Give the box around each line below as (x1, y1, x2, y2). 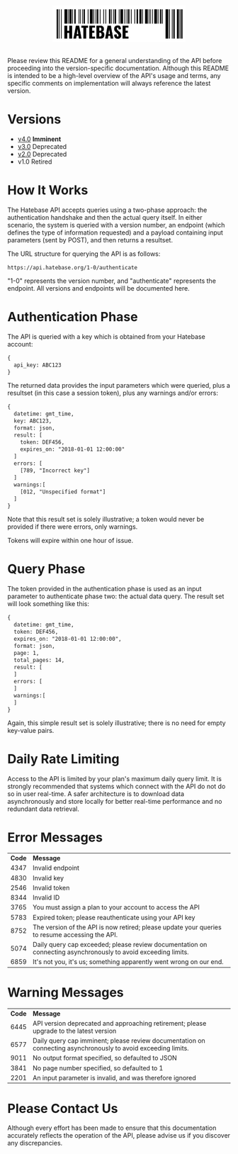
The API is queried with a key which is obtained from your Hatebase (7, 332, 205, 341)
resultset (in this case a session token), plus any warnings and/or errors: (7, 388, 218, 397)
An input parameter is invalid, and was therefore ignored (33, 1073, 196, 1082)
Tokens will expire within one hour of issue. (7, 536, 134, 544)
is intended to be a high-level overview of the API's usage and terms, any (7, 71, 221, 79)
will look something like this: (7, 599, 90, 607)
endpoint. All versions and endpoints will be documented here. (7, 284, 190, 292)
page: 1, (13, 649, 40, 656)
